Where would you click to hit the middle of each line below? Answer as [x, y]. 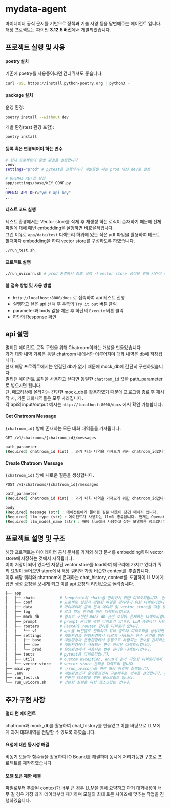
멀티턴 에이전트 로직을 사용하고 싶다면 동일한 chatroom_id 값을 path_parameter [84, 379]
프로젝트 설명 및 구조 [35, 539]
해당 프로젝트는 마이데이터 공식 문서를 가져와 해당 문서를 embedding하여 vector [84, 552]
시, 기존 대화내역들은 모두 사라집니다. [47, 398]
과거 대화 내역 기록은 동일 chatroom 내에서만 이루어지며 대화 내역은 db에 [77, 354]
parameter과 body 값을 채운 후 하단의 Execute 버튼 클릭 [68, 310]
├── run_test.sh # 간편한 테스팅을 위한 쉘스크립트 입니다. [70, 678]
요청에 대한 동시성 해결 [27, 745]
